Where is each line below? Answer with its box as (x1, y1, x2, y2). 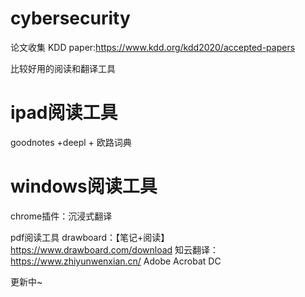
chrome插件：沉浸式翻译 (10, 210, 113, 222)
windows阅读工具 (10, 175, 158, 198)
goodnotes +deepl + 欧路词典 (10, 136, 132, 148)
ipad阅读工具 (10, 102, 118, 124)
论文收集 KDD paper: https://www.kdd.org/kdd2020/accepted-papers (10, 41, 296, 53)
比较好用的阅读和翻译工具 (10, 62, 116, 74)
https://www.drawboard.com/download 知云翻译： (10, 243, 220, 256)
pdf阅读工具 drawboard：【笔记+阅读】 (10, 231, 170, 243)
